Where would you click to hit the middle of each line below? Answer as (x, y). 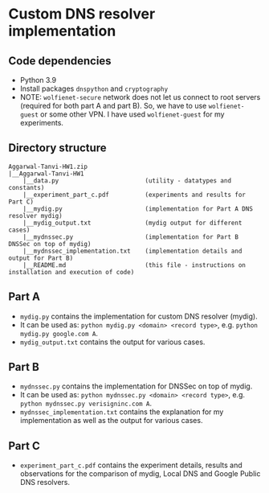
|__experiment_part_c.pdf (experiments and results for (134, 195)
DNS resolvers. (45, 483)
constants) (26, 187)
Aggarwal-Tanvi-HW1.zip (48, 166)
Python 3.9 (38, 80)
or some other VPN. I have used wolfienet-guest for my (132, 114)
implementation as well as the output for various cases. (111, 421)
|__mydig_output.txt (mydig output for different (132, 223)
